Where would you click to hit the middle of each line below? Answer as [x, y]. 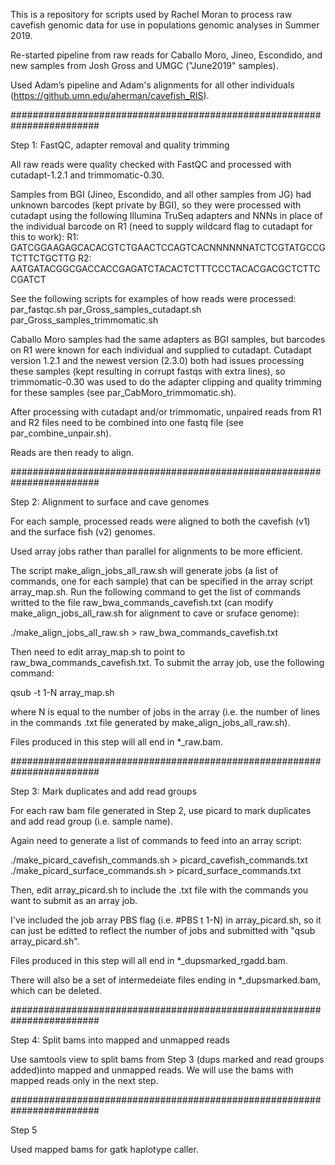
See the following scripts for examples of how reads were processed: [153, 298]
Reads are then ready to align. [72, 452]
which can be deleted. [56, 990]
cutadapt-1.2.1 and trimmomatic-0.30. [87, 175]
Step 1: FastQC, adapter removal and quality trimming [120, 145]
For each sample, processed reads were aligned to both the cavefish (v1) [160, 521]
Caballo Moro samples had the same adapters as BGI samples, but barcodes [168, 339]
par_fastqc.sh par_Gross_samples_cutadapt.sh [106, 309]
